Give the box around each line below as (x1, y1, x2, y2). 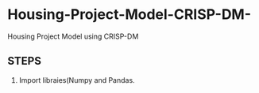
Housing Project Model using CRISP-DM (7, 32, 139, 41)
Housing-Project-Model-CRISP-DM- (7, 6, 252, 24)
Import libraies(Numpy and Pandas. (18, 75, 136, 84)
